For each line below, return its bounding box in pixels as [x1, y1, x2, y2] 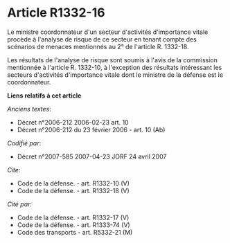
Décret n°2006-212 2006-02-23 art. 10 [17, 118, 130, 126]
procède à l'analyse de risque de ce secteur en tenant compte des [7, 35, 197, 43]
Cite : [7, 165, 21, 174]
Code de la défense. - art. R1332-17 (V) [17, 213, 130, 222]
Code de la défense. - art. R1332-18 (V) [17, 186, 130, 195]
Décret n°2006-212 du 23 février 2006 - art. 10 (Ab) [17, 125, 166, 134]
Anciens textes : [7, 105, 52, 113]
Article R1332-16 [7, 5, 105, 21]
